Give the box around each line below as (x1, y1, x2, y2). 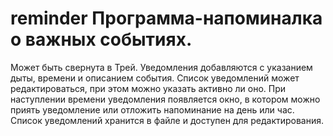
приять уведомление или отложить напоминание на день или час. (10, 103, 295, 116)
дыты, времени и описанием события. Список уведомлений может (10, 72, 300, 84)
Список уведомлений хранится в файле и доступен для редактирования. (10, 114, 325, 126)
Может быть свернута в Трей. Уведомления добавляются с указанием (10, 61, 313, 73)
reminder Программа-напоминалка (10, 7, 323, 30)
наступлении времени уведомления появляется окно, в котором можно (10, 93, 321, 105)
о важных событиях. (10, 28, 193, 51)
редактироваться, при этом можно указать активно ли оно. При (10, 82, 287, 94)
